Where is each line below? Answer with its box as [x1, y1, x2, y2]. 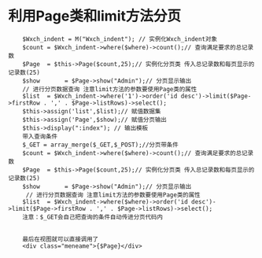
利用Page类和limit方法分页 [8, 7, 181, 25]
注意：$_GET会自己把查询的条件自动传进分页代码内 [22, 213, 164, 221]
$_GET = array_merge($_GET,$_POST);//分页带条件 [22, 141, 179, 149]
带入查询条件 [22, 132, 57, 140]
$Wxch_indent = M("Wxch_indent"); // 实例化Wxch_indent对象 [22, 35, 218, 43]
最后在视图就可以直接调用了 [22, 235, 99, 243]
